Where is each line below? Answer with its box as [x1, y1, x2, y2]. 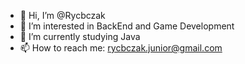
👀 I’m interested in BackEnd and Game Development [19, 20, 235, 32]
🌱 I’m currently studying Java [19, 31, 141, 42]
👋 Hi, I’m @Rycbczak [19, 10, 106, 21]
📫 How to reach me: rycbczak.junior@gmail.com [19, 42, 223, 54]
